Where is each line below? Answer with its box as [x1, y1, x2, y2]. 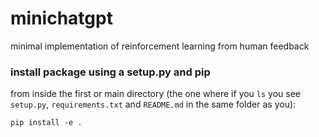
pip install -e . [10, 118, 83, 128]
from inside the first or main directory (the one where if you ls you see [10, 88, 302, 100]
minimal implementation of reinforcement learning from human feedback [10, 40, 310, 52]
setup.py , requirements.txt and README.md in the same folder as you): [10, 98, 297, 111]
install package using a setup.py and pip [10, 65, 211, 79]
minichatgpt [10, 7, 113, 30]
